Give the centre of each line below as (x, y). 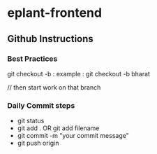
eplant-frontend (55, 13)
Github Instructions (51, 39)
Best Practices (32, 59)
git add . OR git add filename (58, 128)
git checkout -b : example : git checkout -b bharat (78, 73)
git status (31, 121)
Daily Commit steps (41, 105)
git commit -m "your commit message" (73, 136)
